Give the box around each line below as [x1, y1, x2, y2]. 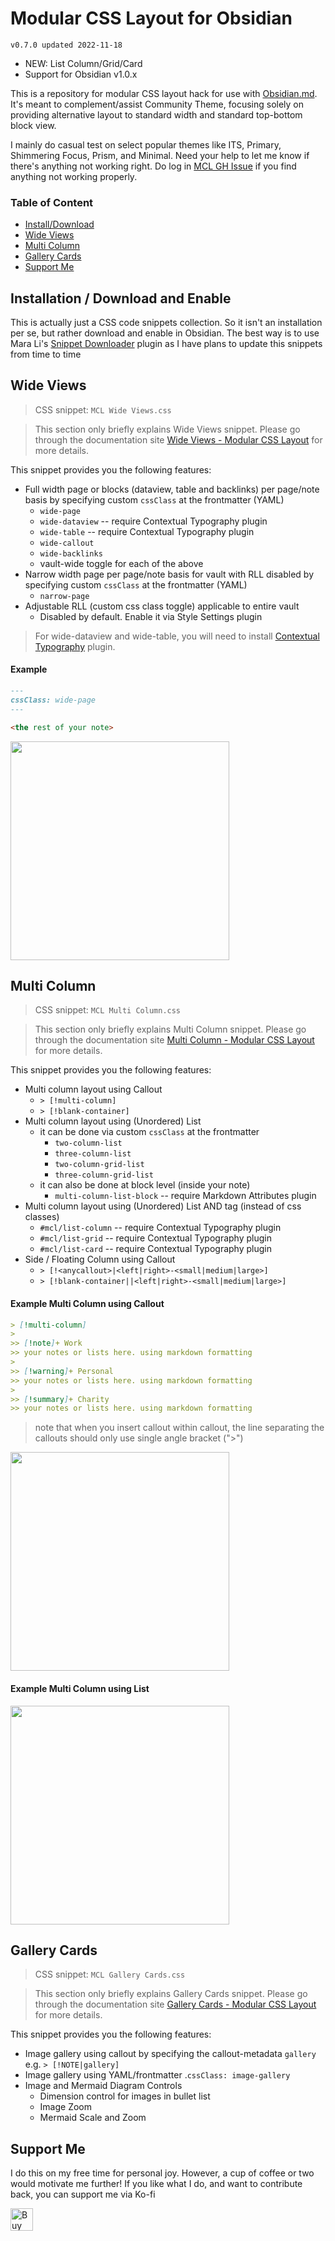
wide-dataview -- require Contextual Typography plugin [39, 515, 268, 527]
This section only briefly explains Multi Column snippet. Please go [34, 1023, 307, 1036]
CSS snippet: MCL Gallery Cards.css [34, 1968, 186, 1981]
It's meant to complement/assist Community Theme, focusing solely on [10, 98, 305, 110]
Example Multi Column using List [10, 1682, 150, 1694]
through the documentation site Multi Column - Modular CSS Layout [34, 1034, 315, 1046]
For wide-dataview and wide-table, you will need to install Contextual [34, 630, 320, 642]
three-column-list [54, 1149, 132, 1159]
